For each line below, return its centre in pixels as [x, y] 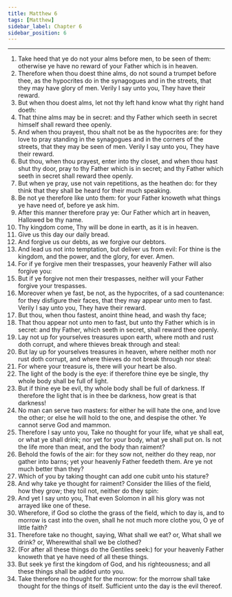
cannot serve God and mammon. [64, 425]
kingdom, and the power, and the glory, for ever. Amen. [96, 256]
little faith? [32, 527]
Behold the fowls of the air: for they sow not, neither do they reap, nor [117, 454]
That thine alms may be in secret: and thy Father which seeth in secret [117, 117]
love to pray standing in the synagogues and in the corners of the [110, 139]
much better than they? [51, 469]
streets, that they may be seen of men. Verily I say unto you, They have [118, 147]
